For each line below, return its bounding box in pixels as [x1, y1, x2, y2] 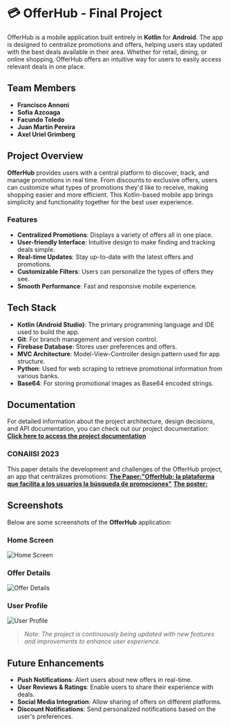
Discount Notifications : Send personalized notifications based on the [17, 705, 216, 713]
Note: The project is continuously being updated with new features [23, 630, 215, 639]
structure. [17, 357, 46, 365]
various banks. [17, 371, 60, 380]
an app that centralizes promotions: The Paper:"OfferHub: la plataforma [7, 472, 215, 481]
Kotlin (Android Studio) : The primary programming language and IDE [17, 320, 215, 329]
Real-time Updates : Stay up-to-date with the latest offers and [17, 253, 193, 261]
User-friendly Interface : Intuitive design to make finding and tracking [17, 238, 215, 246]
